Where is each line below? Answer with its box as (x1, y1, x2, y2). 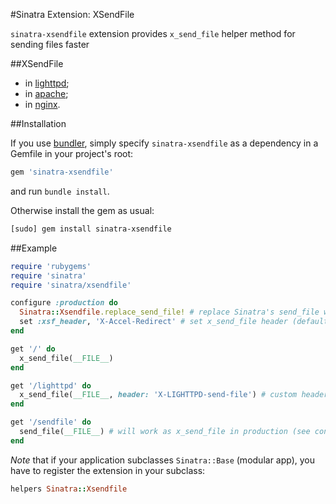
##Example (10, 242, 58, 254)
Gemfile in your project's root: (10, 148, 134, 159)
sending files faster (10, 39, 90, 50)
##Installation (10, 118, 67, 129)
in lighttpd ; (24, 77, 70, 89)
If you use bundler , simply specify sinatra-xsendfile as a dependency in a (10, 137, 319, 149)
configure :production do (10, 298, 118, 308)
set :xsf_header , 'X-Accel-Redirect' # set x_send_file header (19, 317, 288, 327)
